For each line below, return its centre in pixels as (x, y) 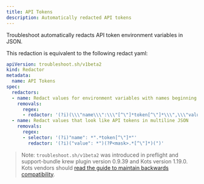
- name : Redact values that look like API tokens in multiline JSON (100, 121)
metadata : (19, 76)
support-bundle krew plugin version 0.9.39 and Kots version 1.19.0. (104, 161)
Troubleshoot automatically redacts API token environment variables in (95, 35)
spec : (13, 87)
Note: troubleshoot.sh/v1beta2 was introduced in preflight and (100, 155)
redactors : (25, 92)
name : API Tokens (34, 81)
